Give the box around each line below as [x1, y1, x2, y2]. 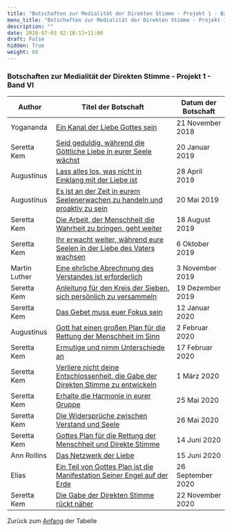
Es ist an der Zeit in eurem [56, 187, 140, 196]
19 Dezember [176, 283, 221, 293]
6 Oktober [176, 239, 209, 249]
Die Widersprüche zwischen [56, 411, 148, 421]
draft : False [7, 36, 45, 43]
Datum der [181, 98, 217, 108]
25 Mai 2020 [176, 395, 220, 405]
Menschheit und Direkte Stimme [56, 439, 160, 449]
